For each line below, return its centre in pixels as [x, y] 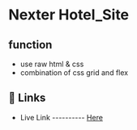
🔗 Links [27, 98]
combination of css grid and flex [74, 73]
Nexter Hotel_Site [69, 15]
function [30, 45]
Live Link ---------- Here [62, 117]
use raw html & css [52, 64]
